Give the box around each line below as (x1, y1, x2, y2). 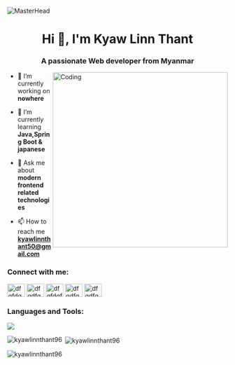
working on (17, 87, 50, 95)
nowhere (17, 95, 44, 103)
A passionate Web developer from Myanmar (41, 56, 194, 66)
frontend (17, 181, 44, 189)
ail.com (17, 249, 40, 259)
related (17, 188, 39, 197)
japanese (17, 145, 45, 153)
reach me (17, 228, 45, 236)
